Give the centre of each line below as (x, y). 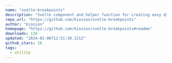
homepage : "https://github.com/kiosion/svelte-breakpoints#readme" (79, 29)
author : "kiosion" (25, 24)
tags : (11, 48)
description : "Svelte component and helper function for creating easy (83, 15)
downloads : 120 (21, 34)
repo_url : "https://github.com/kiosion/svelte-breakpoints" (71, 19)
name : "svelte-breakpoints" (35, 10)
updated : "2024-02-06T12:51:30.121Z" (46, 39)
